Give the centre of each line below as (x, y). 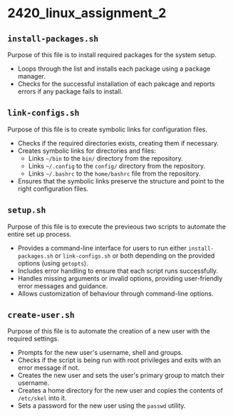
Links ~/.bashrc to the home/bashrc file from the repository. (114, 174)
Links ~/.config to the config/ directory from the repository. (116, 166)
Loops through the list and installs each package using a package (114, 69)
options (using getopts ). (53, 263)
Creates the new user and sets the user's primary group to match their (121, 376)
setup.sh (27, 210)
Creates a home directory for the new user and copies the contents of (120, 391)
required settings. (33, 339)
